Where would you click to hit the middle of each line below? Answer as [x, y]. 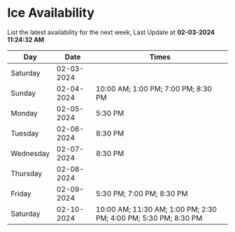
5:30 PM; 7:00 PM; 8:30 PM [142, 194]
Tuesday [25, 133]
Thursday [27, 173]
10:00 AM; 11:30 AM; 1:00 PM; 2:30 [156, 209]
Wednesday [30, 153]
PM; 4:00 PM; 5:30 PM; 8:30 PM [149, 218]
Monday [24, 113]
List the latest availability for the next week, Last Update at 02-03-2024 [111, 32]
